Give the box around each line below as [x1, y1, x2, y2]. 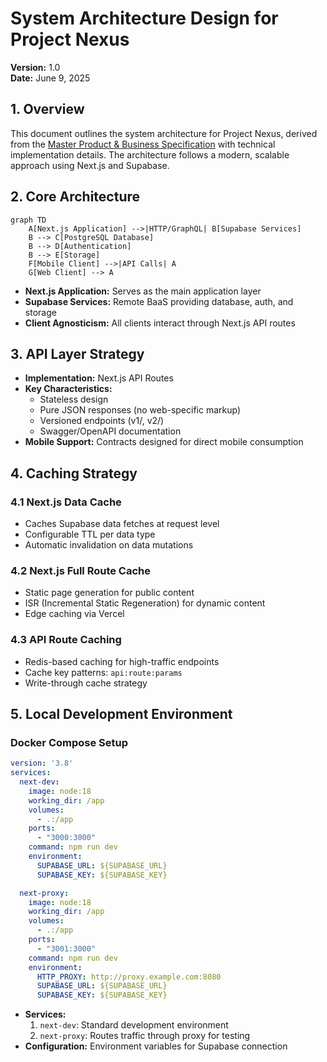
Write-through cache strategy [24, 677, 148, 689]
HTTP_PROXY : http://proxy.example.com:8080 [36, 972, 222, 982]
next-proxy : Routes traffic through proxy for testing [39, 1030, 251, 1042]
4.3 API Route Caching [10, 633, 122, 647]
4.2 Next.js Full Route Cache [10, 563, 152, 577]
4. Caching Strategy [10, 465, 138, 482]
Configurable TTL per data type [24, 528, 156, 541]
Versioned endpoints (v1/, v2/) [39, 415, 165, 427]
